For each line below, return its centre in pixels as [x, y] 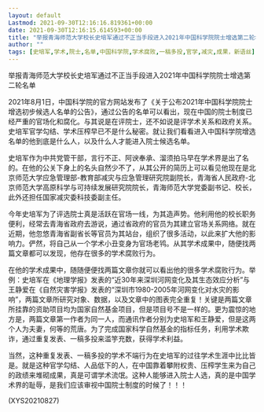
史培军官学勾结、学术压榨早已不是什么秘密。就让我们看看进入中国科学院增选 [132, 131]
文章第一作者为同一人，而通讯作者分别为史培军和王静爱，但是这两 [149, 319]
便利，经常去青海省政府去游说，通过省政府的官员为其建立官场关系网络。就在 [132, 224]
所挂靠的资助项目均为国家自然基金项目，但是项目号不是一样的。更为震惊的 [128, 309]
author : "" [26, 45]
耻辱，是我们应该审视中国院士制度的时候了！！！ [108, 385]
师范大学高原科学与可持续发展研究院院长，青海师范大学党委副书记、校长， [135, 187]
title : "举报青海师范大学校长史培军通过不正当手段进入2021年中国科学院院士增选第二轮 [132, 37]
